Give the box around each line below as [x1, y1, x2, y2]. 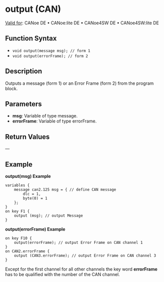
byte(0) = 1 [23, 196, 48, 201]
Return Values [5, 132, 50, 141]
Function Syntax [5, 34, 57, 43]
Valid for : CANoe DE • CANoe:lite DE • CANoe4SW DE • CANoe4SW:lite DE [5, 20, 160, 26]
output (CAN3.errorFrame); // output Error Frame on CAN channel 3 [14, 253, 156, 258]
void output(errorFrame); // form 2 [12, 54, 88, 58]
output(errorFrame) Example [5, 226, 65, 232]
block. [5, 85, 18, 91]
